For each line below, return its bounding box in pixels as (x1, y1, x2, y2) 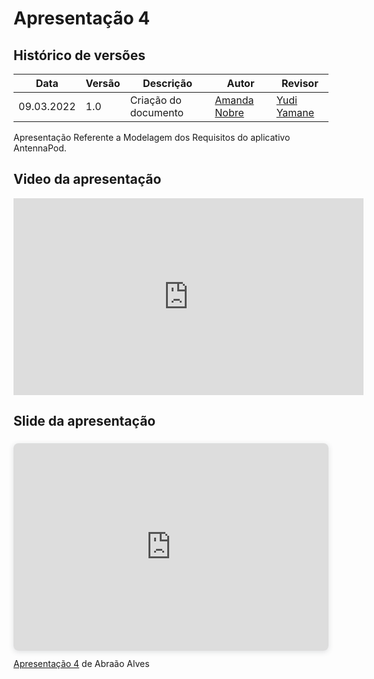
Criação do (129, 93, 182, 107)
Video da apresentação (13, 171, 162, 188)
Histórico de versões (13, 47, 146, 64)
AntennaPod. (13, 142, 67, 154)
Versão (85, 77, 121, 90)
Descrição (142, 77, 193, 90)
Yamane (276, 106, 315, 119)
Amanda (214, 93, 255, 107)
